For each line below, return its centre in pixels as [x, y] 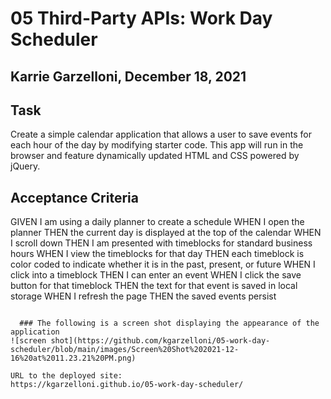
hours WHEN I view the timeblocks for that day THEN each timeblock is [157, 254]
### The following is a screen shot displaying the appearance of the [169, 323]
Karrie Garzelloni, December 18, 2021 [128, 76]
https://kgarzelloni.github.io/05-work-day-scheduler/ [127, 385]
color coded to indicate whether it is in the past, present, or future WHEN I [163, 264]
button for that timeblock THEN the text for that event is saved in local [154, 286]
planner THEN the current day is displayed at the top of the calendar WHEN [166, 233]
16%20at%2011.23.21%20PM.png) [73, 358]
